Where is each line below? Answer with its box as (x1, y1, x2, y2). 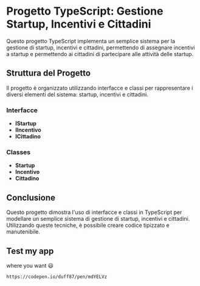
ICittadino (15, 133, 41, 140)
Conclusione (6, 192, 56, 202)
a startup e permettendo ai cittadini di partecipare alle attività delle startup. (6, 50, 193, 57)
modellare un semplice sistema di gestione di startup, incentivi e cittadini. (6, 215, 190, 223)
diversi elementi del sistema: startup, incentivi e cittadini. (6, 90, 149, 98)
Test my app (6, 246, 54, 256)
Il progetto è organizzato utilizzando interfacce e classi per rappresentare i (6, 84, 193, 91)
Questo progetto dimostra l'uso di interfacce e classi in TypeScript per (6, 209, 182, 216)
